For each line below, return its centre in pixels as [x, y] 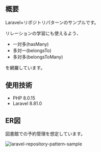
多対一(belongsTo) [32, 50]
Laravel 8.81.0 [27, 103]
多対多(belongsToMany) [38, 57]
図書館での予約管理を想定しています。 [45, 134]
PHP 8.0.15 [24, 98]
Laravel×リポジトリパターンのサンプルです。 [52, 22]
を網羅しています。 [25, 67]
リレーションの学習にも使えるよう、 [43, 33]
